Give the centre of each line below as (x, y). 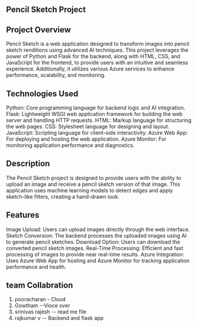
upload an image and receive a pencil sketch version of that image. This (93, 184)
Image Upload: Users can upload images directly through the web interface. (98, 229)
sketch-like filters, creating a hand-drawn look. (63, 196)
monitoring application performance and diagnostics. (70, 145)
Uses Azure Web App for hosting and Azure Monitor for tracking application (98, 261)
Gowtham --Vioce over (42, 306)
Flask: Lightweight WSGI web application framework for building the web (94, 114)
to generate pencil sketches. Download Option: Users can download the (93, 242)
